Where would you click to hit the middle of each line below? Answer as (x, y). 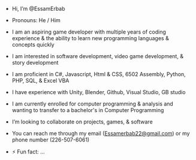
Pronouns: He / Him (36, 20)
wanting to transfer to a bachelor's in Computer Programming (88, 110)
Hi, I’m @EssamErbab (38, 9)
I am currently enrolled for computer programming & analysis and (93, 104)
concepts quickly (33, 45)
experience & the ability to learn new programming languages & (90, 38)
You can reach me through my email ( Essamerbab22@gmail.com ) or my (101, 133)
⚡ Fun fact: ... (28, 152)
